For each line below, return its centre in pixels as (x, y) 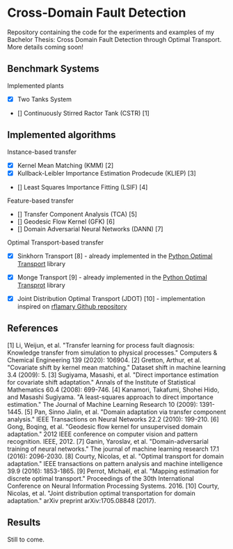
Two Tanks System (44, 99)
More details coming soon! (45, 47)
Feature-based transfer (41, 201)
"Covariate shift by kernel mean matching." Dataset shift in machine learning (116, 367)
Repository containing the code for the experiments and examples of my (111, 32)
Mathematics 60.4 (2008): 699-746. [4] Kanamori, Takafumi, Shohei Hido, (113, 389)
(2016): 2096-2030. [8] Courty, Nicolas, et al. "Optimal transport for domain (115, 456)
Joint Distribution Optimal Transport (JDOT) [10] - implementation (111, 298)
